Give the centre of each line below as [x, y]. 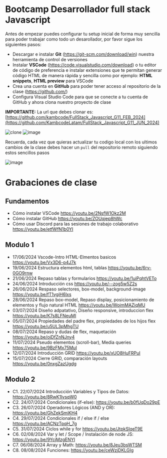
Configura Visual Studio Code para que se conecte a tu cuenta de [80, 97]
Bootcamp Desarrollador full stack [78, 9]
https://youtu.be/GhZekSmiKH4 [45, 413]
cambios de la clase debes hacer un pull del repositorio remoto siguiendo [81, 147]
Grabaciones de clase [51, 183]
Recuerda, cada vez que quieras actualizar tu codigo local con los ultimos [81, 142]
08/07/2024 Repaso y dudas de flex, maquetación [64, 332]
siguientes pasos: [23, 44]
